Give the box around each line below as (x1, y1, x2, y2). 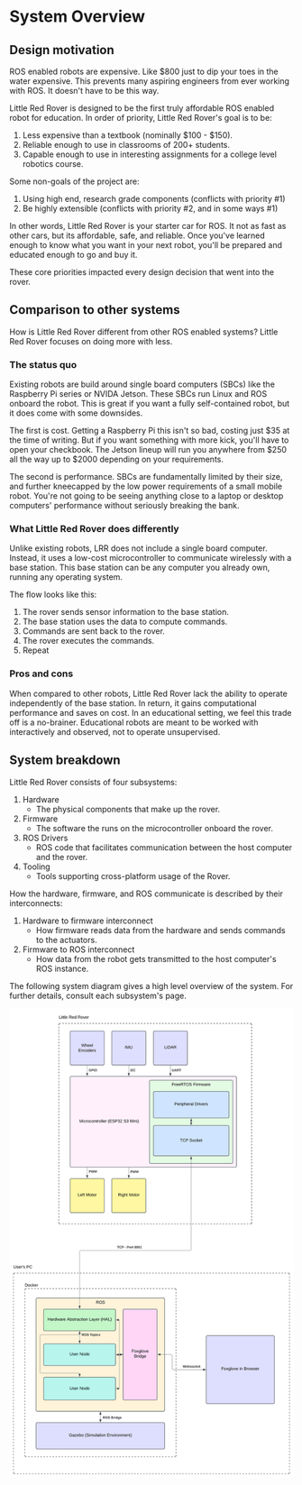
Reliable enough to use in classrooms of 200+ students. (22, 140, 231, 150)
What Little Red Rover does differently (9, 523, 179, 536)
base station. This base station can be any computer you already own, (9, 562, 270, 573)
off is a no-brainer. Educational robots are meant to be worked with (9, 717, 259, 728)
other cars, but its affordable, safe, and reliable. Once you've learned (9, 230, 266, 241)
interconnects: (9, 897, 63, 908)
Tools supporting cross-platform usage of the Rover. (35, 870, 231, 881)
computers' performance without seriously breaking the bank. (9, 500, 241, 511)
